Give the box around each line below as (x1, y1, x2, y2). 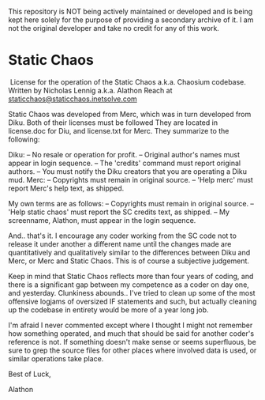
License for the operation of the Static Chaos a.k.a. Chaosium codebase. (9, 77, 247, 86)
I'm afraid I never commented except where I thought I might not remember (8, 320, 253, 330)
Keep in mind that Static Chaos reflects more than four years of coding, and (8, 271, 254, 281)
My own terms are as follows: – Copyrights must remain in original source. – (8, 198, 255, 208)
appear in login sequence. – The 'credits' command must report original (8, 158, 241, 168)
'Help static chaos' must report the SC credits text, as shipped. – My (8, 207, 230, 217)
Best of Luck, (8, 369, 51, 379)
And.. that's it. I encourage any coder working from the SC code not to (8, 231, 237, 240)
